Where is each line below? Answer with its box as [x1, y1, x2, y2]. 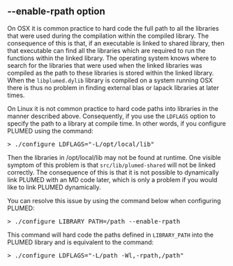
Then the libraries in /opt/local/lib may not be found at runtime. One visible [7, 153, 221, 161]
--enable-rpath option [7, 6, 106, 17]
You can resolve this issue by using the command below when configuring [7, 196, 221, 205]
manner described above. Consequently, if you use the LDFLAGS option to [7, 112, 216, 120]
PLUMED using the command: [7, 126, 93, 135]
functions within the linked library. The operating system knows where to [7, 54, 216, 62]
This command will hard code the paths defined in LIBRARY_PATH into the [7, 230, 214, 239]
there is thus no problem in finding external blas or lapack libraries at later [7, 83, 220, 91]
